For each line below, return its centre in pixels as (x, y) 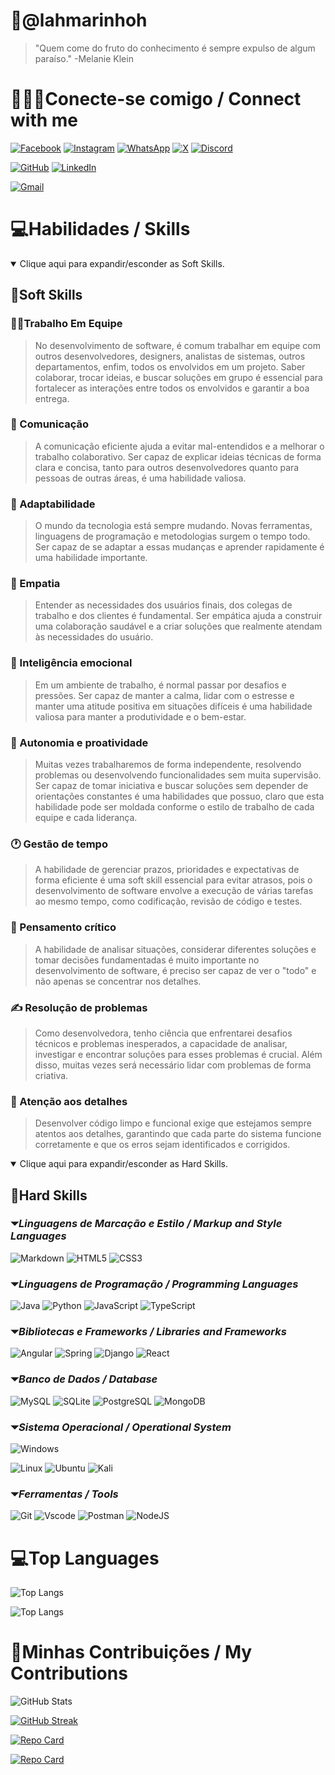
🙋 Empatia (35, 584)
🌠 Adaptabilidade (53, 504)
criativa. (51, 1075)
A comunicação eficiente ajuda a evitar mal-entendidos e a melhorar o (179, 446)
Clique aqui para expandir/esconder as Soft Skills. (122, 263)
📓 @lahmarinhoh (79, 20)
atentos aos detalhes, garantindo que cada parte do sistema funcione (178, 1134)
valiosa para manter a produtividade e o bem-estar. (140, 716)
